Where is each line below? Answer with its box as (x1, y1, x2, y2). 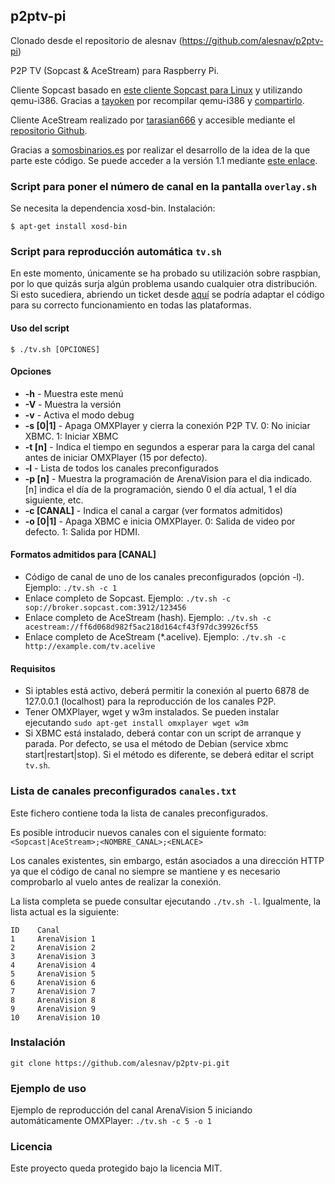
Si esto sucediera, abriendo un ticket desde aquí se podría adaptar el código (10, 289, 325, 301)
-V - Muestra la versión (24, 398, 122, 410)
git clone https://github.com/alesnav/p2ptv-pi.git (10, 1058, 230, 1068)
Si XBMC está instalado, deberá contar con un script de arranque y (24, 727, 302, 739)
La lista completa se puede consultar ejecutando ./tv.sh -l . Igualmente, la (10, 895, 322, 907)
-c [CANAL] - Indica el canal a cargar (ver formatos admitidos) (24, 504, 284, 516)
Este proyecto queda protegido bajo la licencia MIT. (10, 1162, 223, 1174)
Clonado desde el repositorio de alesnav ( (10, 34, 183, 46)
